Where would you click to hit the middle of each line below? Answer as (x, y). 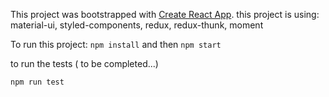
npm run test (37, 82)
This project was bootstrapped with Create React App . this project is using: (165, 14)
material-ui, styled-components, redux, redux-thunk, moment (137, 25)
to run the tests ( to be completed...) (84, 63)
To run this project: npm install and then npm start (116, 44)
